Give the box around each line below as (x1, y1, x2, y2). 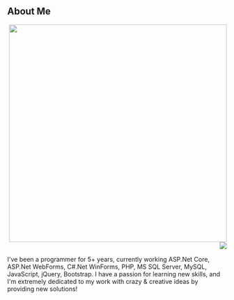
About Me (7, 6, 51, 17)
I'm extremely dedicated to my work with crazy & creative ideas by (7, 277, 198, 285)
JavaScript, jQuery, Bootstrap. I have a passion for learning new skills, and (7, 269, 221, 278)
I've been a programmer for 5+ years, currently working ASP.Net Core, (7, 255, 210, 263)
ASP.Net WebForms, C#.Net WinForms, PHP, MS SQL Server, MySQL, (7, 262, 208, 271)
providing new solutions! (7, 285, 78, 293)
